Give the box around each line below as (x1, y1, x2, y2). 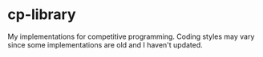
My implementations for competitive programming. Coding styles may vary (7, 32, 255, 41)
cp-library (7, 6, 77, 24)
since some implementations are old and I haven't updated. (7, 40, 204, 49)
